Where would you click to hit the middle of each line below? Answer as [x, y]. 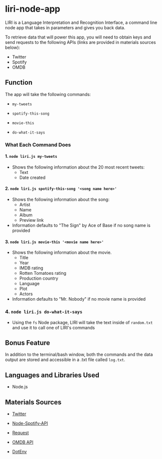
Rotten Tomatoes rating [43, 273]
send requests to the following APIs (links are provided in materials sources [81, 42]
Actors [26, 294]
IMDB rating [31, 268]
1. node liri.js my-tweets [31, 156]
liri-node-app [33, 9]
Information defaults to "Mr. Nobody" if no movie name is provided [79, 299]
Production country [39, 278]
